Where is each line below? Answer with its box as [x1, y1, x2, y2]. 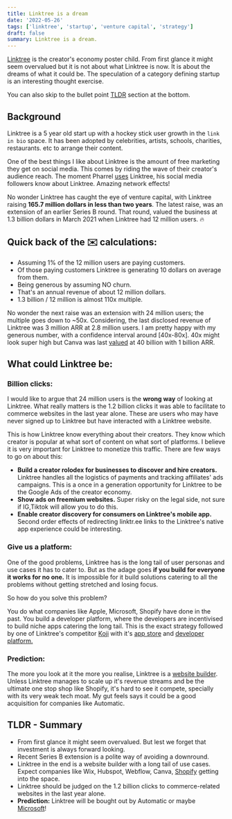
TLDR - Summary [7, 719, 83, 731]
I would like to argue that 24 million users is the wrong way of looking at [7, 395, 213, 403]
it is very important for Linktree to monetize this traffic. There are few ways [7, 445, 221, 453]
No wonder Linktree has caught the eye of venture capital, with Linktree [7, 192, 212, 201]
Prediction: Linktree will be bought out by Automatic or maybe [17, 796, 196, 805]
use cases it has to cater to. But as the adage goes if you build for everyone [7, 565, 225, 573]
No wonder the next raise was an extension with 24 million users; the [7, 308, 204, 316]
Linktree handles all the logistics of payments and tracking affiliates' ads [17, 473, 224, 482]
